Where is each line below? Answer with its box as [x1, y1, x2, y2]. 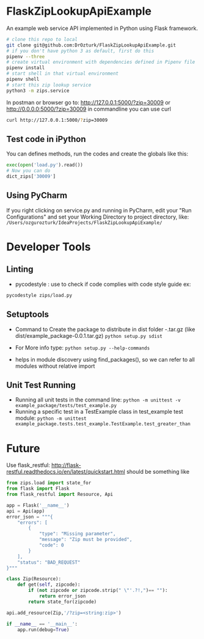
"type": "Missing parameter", [38, 531, 116, 537]
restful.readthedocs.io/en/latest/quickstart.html [6, 468, 125, 476]
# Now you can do [6, 168, 51, 174]
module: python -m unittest [15, 414, 87, 422]
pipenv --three [6, 53, 45, 59]
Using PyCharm [6, 190, 68, 201]
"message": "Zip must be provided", [38, 537, 133, 543]
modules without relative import [15, 362, 95, 370]
